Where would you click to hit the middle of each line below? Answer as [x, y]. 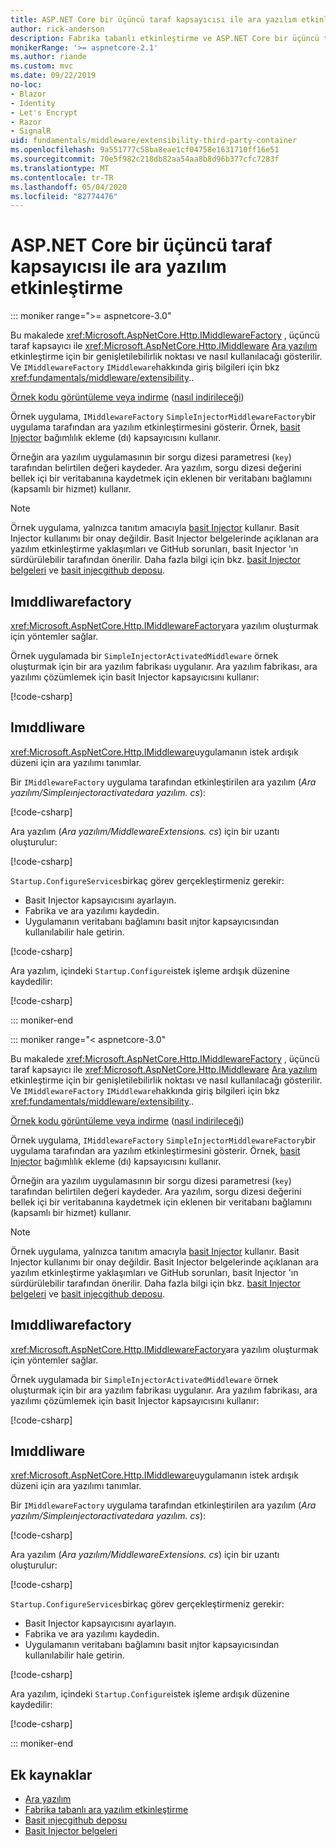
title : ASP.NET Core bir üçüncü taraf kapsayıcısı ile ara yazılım [154, 19]
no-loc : [26, 85]
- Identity [33, 103]
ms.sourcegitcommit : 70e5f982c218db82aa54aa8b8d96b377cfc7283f [145, 159]
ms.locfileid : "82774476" [64, 196]
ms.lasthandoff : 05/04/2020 [69, 187]
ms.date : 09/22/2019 [53, 76]
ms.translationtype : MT [60, 168]
